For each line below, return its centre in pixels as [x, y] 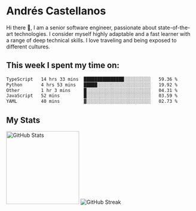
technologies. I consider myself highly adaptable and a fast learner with [102, 33]
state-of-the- [174, 27]
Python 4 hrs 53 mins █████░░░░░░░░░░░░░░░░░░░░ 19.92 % [92, 85]
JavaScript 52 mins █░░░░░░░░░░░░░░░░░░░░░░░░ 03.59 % [92, 96]
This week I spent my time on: [63, 65]
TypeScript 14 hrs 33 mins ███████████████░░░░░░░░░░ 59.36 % [92, 79]
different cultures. [28, 47]
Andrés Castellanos [56, 11]
